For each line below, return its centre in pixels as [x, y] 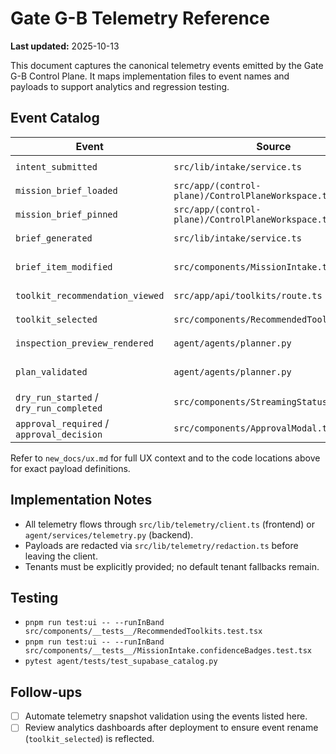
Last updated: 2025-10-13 [65, 46]
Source [274, 146]
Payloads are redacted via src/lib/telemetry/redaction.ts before [161, 545]
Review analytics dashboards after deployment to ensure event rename [171, 728]
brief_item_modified [64, 266]
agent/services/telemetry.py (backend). [109, 534]
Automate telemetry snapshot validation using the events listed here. [166, 716]
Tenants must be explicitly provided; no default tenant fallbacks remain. [172, 566]
